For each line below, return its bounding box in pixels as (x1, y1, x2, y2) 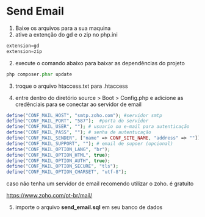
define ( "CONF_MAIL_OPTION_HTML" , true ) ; (6, 152, 111, 158)
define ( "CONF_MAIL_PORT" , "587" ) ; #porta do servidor (6, 118, 149, 124)
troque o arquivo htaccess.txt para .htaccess (15, 82, 128, 90)
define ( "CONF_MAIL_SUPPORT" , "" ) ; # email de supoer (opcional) (6, 140, 173, 147)
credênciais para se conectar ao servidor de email (15, 101, 142, 108)
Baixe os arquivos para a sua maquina (15, 24, 111, 32)
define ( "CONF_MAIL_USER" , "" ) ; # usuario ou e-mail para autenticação (6, 124, 190, 130)
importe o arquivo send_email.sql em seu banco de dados (15, 204, 163, 211)
